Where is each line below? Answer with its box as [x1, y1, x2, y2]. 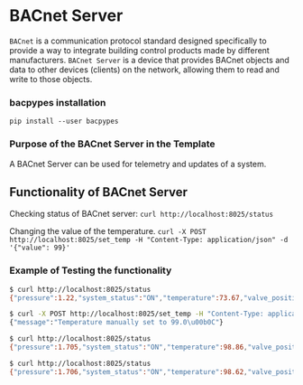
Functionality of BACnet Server [9, 184, 188, 200]
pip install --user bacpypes [9, 117, 119, 127]
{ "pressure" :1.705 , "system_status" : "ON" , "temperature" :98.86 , [9, 343, 248, 352]
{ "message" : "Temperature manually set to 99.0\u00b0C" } [9, 318, 224, 327]
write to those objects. [9, 73, 93, 84]
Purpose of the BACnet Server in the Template [9, 137, 216, 150]
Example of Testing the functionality [9, 264, 172, 277]
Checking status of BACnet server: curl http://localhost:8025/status [9, 209, 273, 220]
